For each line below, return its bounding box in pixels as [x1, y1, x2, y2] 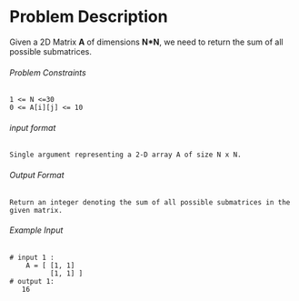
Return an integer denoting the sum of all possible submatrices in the [9, 197, 291, 206]
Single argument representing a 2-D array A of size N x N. [9, 150, 243, 160]
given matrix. [9, 206, 64, 215]
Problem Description [9, 6, 168, 27]
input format [9, 122, 56, 133]
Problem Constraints [9, 66, 86, 78]
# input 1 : [9, 253, 55, 262]
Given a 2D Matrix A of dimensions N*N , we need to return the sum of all [9, 36, 284, 47]
